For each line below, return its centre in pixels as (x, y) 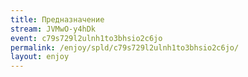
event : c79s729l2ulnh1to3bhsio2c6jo (86, 38)
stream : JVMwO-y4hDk (53, 29)
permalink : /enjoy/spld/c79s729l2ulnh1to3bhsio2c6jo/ (125, 47)
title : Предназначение (57, 19)
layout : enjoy (40, 57)
